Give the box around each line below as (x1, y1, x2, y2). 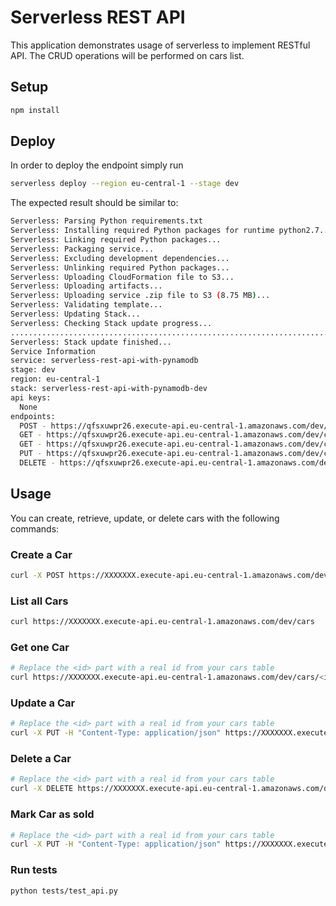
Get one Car (10, 641, 70, 655)
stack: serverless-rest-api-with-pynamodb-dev (10, 384, 208, 394)
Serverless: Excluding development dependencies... (10, 253, 230, 263)
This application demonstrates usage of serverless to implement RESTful (10, 39, 311, 51)
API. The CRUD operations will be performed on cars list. (10, 49, 245, 61)
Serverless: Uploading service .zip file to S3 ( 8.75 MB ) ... (10, 291, 271, 301)
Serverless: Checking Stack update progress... (10, 318, 213, 328)
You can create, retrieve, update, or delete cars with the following (10, 512, 280, 524)
